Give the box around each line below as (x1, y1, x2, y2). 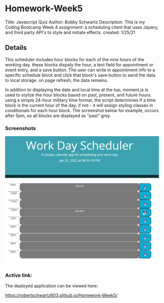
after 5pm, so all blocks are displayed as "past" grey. (5, 113, 111, 119)
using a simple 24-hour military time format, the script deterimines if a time (5, 97, 156, 103)
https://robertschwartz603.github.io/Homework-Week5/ (5, 292, 118, 298)
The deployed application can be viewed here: (5, 283, 99, 289)
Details (5, 43, 27, 52)
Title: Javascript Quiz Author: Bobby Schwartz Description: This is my (5, 19, 145, 25)
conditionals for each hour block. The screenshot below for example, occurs (5, 107, 159, 113)
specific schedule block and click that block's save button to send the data (5, 72, 156, 78)
